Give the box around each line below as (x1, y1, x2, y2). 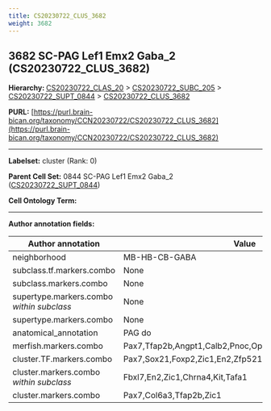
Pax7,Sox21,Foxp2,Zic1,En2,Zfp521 (123, 354, 263, 365)
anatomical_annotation (12, 327, 98, 338)
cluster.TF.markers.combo (12, 354, 113, 365)
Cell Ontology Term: (8, 196, 77, 205)
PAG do (123, 327, 152, 338)
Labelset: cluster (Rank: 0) (8, 156, 98, 166)
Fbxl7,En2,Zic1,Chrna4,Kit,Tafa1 (123, 372, 248, 383)
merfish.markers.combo (12, 340, 103, 351)
